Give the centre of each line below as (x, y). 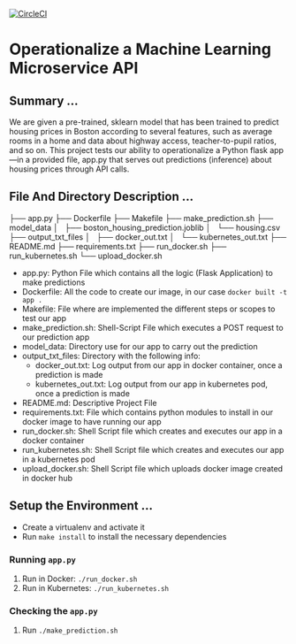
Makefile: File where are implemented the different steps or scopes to (148, 309)
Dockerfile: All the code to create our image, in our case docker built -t (154, 291)
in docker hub (47, 478)
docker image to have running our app (91, 421)
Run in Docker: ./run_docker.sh (80, 579)
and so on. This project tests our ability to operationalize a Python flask (138, 150)
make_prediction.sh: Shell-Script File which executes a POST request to (153, 327)
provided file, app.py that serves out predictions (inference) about (152, 160)
